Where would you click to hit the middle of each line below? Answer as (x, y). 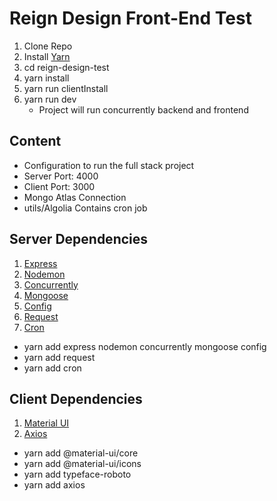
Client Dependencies (76, 398)
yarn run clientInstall (66, 88)
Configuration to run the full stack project (109, 165)
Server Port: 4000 (61, 176)
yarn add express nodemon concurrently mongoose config (145, 346)
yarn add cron (52, 368)
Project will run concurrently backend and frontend (143, 109)
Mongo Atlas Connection (75, 197)
